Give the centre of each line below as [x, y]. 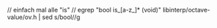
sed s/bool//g [61, 17]
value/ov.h [22, 17]
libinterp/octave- [186, 10]
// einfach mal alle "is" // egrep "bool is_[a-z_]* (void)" [84, 10]
